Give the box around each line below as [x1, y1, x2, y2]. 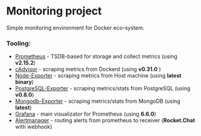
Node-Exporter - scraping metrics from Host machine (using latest [14, 72, 182, 79]
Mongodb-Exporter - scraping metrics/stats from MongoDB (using [14, 97, 180, 105]
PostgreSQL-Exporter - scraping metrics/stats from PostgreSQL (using [14, 85, 191, 92]
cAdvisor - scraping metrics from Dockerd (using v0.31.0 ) [14, 66, 161, 73]
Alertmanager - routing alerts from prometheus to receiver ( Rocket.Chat [14, 117, 195, 124]
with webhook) [14, 123, 53, 131]
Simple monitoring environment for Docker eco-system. [6, 24, 145, 31]
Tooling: [6, 39, 31, 48]
